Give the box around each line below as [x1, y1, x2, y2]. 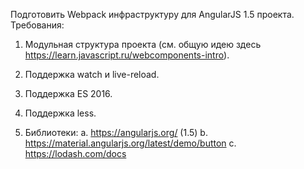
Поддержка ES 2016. [24, 88, 113, 99]
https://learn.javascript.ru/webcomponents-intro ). [24, 49, 230, 61]
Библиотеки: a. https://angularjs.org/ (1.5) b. [24, 127, 208, 138]
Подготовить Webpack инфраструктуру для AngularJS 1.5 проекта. [10, 9, 295, 20]
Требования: [10, 19, 65, 31]
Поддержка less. [24, 107, 97, 119]
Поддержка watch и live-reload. [24, 69, 160, 80]
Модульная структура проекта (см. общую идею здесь [24, 39, 262, 50]
